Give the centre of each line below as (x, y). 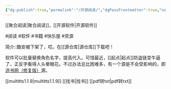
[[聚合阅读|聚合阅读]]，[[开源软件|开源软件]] (51, 25)
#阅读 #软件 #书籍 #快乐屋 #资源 (39, 36)
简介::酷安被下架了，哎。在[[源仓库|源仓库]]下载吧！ (60, 47)
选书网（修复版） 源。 (27, 70)
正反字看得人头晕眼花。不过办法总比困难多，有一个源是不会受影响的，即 (90, 64)
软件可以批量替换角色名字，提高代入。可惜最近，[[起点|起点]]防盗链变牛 (81, 57)
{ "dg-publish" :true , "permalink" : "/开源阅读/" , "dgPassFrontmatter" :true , (82, 10)
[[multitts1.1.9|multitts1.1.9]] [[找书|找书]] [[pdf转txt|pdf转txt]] (68, 81)
